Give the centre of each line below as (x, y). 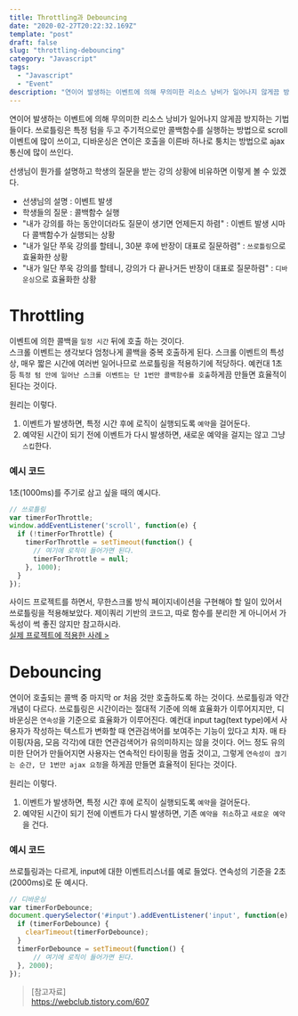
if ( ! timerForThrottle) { (65, 534)
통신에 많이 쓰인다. (41, 152)
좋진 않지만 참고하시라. (82, 624)
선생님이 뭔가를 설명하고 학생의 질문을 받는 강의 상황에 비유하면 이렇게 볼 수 (140, 171)
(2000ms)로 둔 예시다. (49, 882)
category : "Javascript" (53, 59)
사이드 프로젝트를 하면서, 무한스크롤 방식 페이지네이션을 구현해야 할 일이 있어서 (146, 602)
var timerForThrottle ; (51, 518)
